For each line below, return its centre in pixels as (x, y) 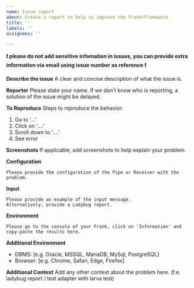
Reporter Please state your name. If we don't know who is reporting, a (92, 90)
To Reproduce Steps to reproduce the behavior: (65, 108)
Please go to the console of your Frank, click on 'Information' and (94, 227)
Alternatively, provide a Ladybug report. (59, 205)
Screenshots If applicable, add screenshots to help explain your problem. (96, 150)
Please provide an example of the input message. (69, 200)
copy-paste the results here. (44, 232)
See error (26, 139)
